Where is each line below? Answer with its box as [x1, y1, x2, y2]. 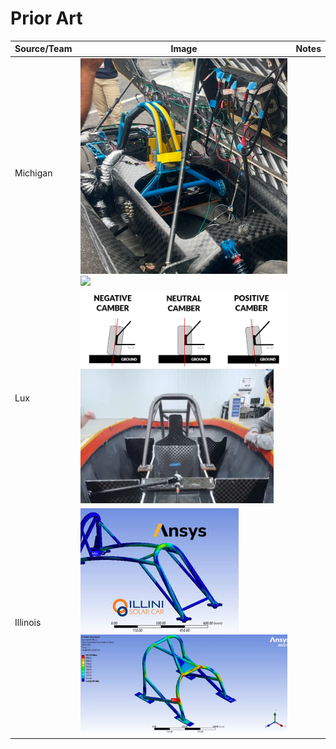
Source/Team [14, 43, 73, 55]
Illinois [14, 616, 42, 628]
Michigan [14, 167, 53, 179]
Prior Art [10, 7, 83, 30]
